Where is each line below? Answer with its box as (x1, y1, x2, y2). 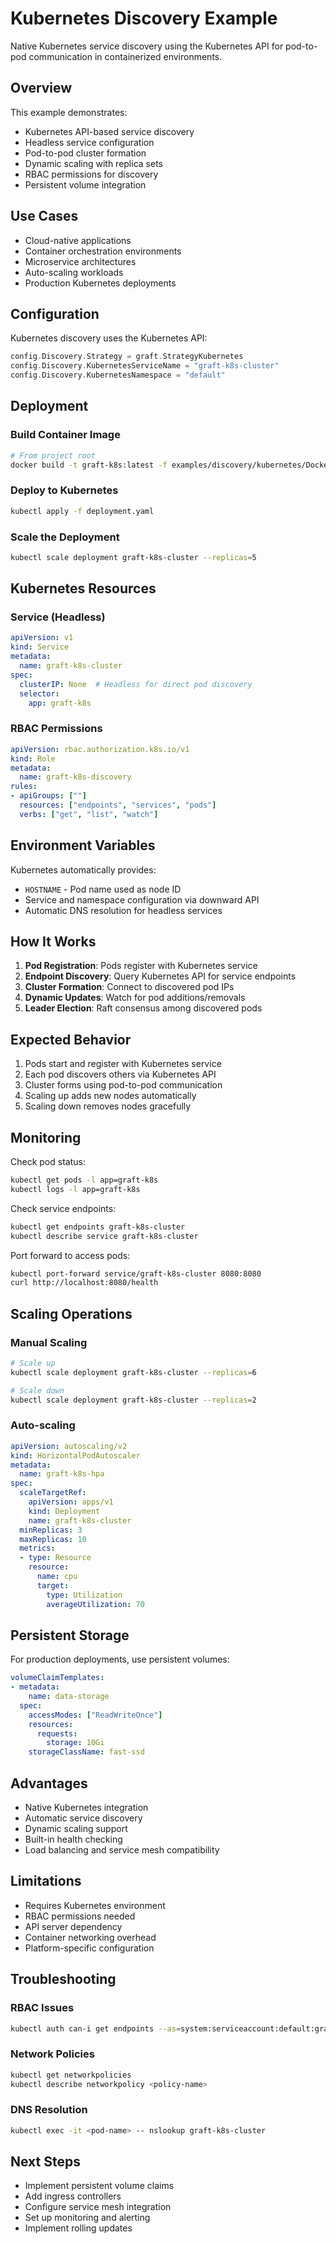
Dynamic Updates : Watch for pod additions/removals (24, 992, 246, 1004)
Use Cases (10, 208, 79, 225)
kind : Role (10, 753, 56, 764)
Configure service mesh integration (24, 2201, 172, 2213)
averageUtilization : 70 (46, 1599, 145, 1609)
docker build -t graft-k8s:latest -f (10, 460, 168, 470)
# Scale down (10, 1385, 65, 1396)
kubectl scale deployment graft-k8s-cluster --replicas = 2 (10, 1395, 257, 1405)
